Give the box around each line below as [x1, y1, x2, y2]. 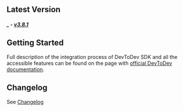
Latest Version [6, 5, 61, 15]
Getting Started [6, 38, 64, 48]
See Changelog [6, 98, 44, 105]
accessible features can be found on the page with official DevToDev [6, 60, 173, 67]
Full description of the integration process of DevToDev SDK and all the [6, 53, 178, 60]
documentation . [6, 65, 45, 72]
